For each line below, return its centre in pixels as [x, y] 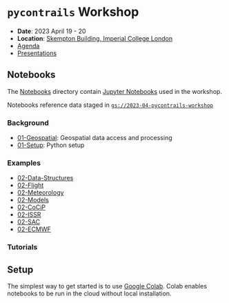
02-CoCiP [31, 207]
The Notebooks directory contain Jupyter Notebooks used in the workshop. [115, 91]
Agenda [28, 46]
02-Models [33, 200]
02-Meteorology [40, 193]
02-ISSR [29, 215]
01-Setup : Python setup [51, 145]
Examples [24, 163]
